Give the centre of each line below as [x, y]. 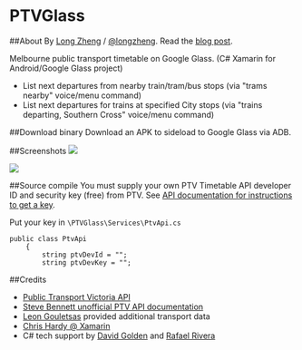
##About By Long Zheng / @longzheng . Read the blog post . [121, 41]
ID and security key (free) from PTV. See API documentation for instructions [151, 195]
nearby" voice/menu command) [82, 95]
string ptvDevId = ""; [85, 255]
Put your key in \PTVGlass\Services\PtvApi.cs [95, 222]
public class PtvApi [49, 238]
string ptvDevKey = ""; [87, 262]
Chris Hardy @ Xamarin [66, 326]
